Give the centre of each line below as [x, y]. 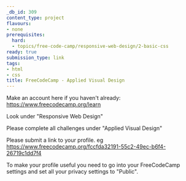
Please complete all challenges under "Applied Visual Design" [84, 128]
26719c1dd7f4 [24, 153]
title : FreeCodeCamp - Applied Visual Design [65, 80]
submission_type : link [35, 58]
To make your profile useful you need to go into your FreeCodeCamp [93, 165]
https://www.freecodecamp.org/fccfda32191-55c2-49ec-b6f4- [86, 147]
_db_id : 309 [21, 12]
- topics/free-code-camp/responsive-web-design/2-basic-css [90, 47]
